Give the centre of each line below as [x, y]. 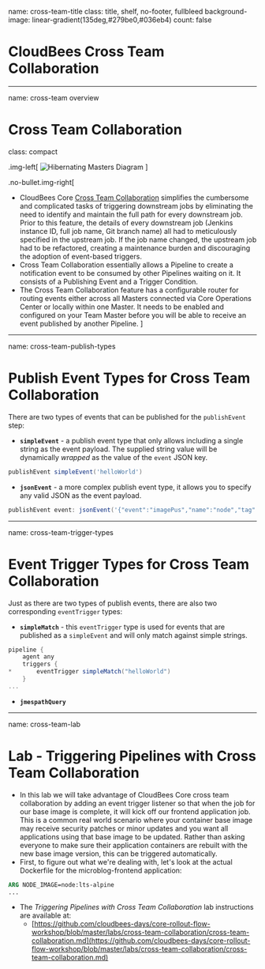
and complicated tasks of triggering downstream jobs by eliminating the [136, 205]
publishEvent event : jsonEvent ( [61, 510]
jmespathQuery [43, 702]
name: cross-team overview [54, 97]
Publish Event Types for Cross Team [129, 378]
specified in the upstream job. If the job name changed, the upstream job [138, 239]
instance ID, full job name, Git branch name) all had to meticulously [128, 231]
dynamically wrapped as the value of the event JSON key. [114, 457]
